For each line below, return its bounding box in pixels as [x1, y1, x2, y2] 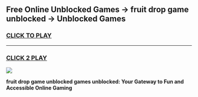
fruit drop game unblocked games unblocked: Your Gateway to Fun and [6, 78, 184, 85]
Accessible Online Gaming [6, 84, 72, 91]
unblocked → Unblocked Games [6, 14, 126, 24]
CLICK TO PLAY [6, 32, 52, 40]
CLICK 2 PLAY [6, 53, 47, 62]
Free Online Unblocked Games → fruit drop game [6, 5, 189, 15]
